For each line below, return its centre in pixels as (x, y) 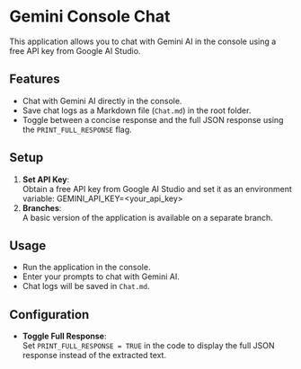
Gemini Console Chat (90, 17)
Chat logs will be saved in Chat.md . (86, 286)
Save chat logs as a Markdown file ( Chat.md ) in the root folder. (137, 110)
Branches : (42, 207)
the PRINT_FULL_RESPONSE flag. (77, 129)
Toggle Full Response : (64, 336)
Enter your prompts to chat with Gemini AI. (101, 277)
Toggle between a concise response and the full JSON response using (153, 119)
